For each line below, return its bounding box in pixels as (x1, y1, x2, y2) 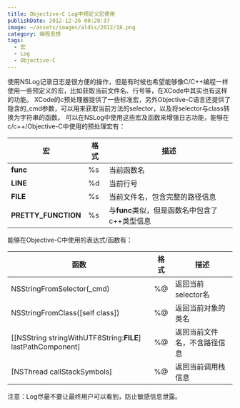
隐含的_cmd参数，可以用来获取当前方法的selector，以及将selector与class (7, 104, 224, 113)
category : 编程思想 (7, 30, 61, 38)
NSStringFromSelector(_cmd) (11, 283, 110, 293)
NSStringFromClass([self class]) (11, 307, 120, 317)
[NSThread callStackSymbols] (11, 367, 113, 377)
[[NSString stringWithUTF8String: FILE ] (11, 332, 141, 342)
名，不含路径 (174, 337, 219, 347)
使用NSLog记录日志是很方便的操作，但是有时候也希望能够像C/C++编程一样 (7, 77, 229, 86)
